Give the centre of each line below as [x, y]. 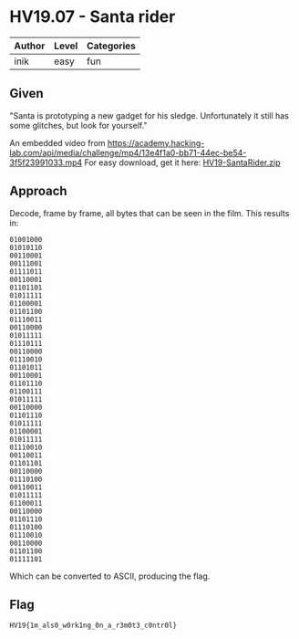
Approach [38, 191]
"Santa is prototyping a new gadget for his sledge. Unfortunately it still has [149, 115]
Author [30, 46]
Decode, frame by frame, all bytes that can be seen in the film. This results [149, 213]
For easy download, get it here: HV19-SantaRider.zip [182, 162]
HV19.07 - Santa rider [93, 17]
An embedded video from [58, 142]
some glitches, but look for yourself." [78, 125]
